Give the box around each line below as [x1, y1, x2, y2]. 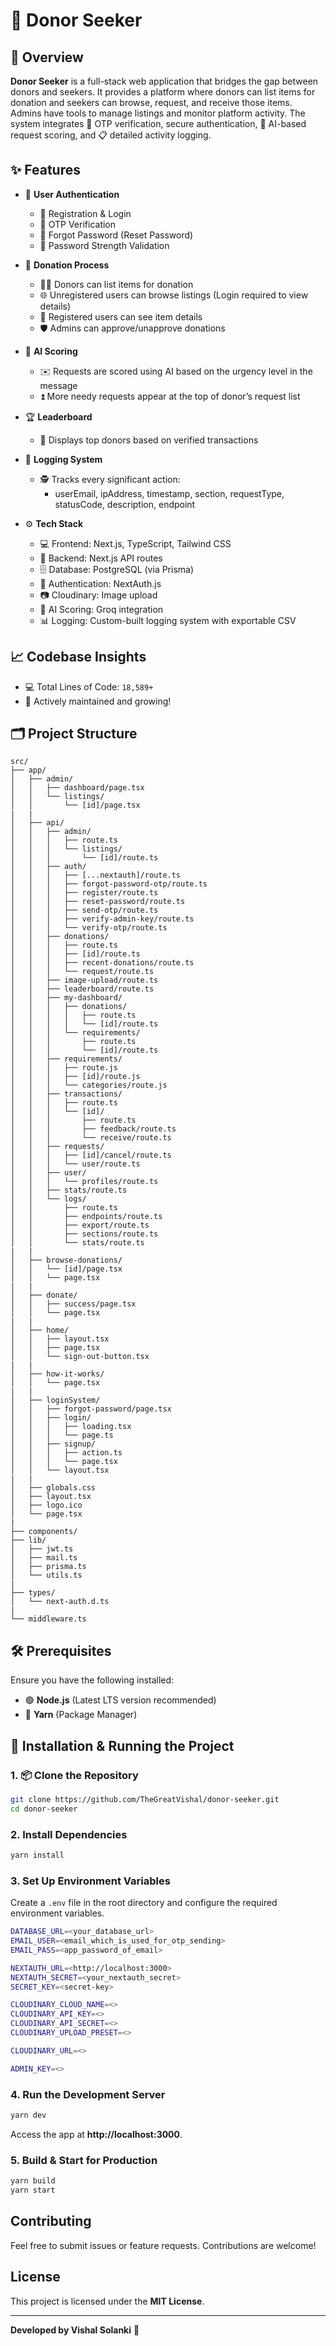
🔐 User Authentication [24, 188, 120, 200]
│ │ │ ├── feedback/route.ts [10, 1124, 177, 1134]
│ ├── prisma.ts [10, 1562, 87, 1572]
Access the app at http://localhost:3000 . [10, 2128, 183, 2140]
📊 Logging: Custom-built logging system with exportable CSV [39, 614, 297, 626]
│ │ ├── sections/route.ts [10, 1229, 159, 1239]
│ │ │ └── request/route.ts [10, 967, 155, 977]
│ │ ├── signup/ [10, 1439, 97, 1449]
